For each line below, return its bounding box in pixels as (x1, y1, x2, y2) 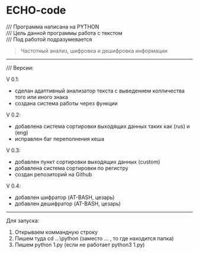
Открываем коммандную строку (14, 229, 98, 236)
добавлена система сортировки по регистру (14, 164, 129, 172)
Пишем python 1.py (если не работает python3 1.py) (14, 241, 145, 248)
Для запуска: (6, 217, 40, 224)
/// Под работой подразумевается (6, 36, 92, 43)
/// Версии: (6, 64, 34, 71)
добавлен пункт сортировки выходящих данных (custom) (14, 158, 161, 165)
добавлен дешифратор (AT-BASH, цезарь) (14, 200, 121, 207)
